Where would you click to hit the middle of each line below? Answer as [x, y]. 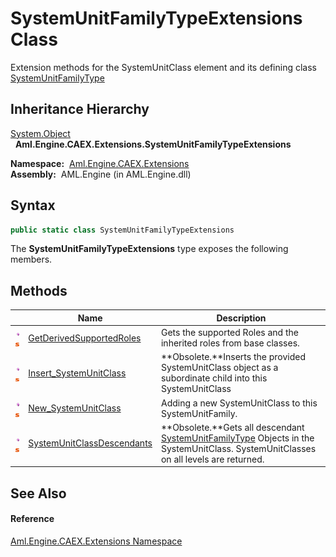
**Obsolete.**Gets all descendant [232, 427]
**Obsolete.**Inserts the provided [233, 357]
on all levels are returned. [212, 459]
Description [241, 318]
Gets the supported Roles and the [229, 332]
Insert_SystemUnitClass [77, 373]
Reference [32, 519]
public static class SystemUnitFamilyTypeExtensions [122, 230]
